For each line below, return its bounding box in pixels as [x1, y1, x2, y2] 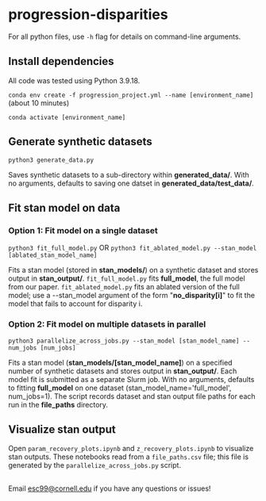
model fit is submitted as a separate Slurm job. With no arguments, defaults [8, 374, 255, 384]
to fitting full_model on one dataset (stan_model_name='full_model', [8, 383, 232, 392]
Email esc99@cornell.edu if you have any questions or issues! [8, 484, 211, 493]
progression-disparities [8, 6, 168, 24]
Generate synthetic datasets [8, 135, 152, 148]
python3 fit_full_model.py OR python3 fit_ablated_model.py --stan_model [8, 243, 257, 253]
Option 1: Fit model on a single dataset [8, 224, 158, 235]
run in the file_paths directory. [8, 400, 109, 409]
